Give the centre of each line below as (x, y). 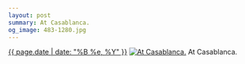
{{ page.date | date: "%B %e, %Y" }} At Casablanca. (123, 52)
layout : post (30, 15)
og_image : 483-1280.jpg (47, 30)
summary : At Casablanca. (49, 23)
